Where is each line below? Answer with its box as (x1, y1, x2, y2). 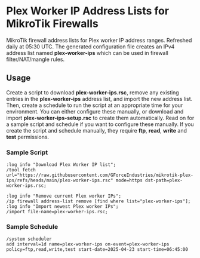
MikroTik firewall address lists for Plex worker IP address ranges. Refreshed (6, 36, 192, 44)
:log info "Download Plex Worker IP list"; (6, 162, 116, 168)
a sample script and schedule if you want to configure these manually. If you (6, 121, 194, 128)
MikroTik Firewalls (6, 17, 99, 30)
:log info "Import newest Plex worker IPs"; (6, 204, 119, 210)
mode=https (115, 177, 143, 183)
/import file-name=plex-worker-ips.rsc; (6, 209, 109, 215)
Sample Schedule (6, 222, 59, 231)
